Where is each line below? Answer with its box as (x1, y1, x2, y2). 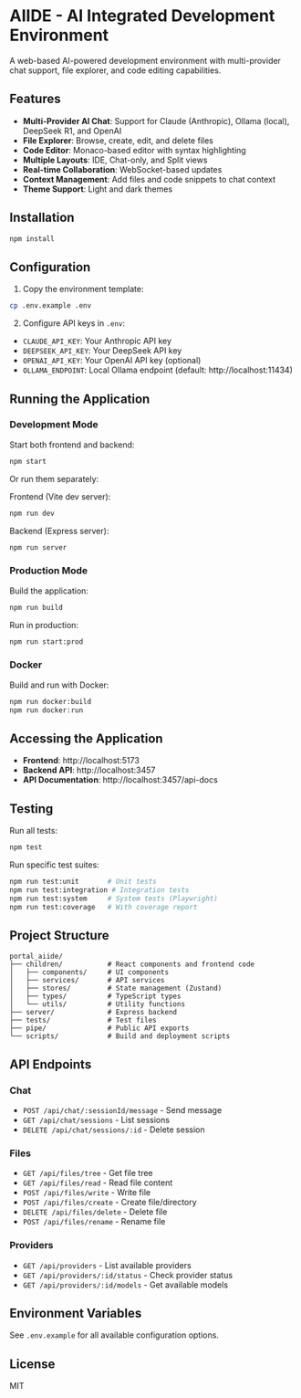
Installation (9, 210, 75, 226)
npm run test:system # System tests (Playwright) (9, 894, 219, 903)
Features (9, 91, 61, 107)
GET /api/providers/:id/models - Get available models (22, 1279, 229, 1290)
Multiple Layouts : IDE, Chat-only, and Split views (22, 154, 208, 165)
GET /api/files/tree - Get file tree (22, 1168, 153, 1179)
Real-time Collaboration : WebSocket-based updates (22, 163, 223, 174)
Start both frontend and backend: (9, 439, 135, 450)
